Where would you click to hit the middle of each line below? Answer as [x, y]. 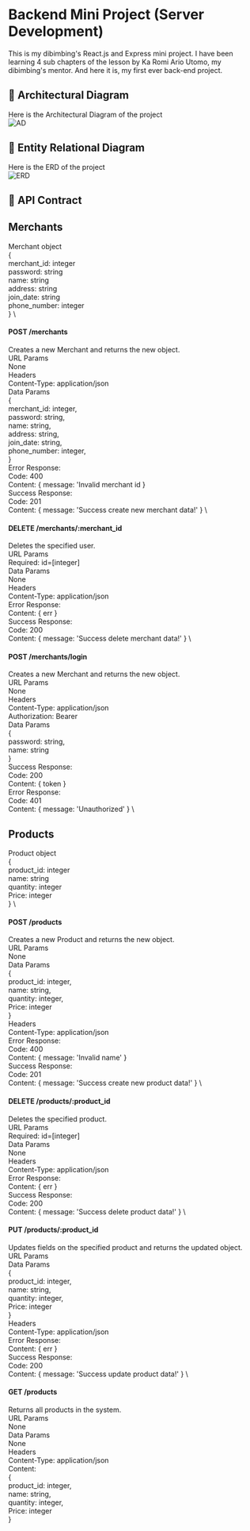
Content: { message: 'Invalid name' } [68, 1058]
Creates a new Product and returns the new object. [91, 940]
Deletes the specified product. [57, 1119]
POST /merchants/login [48, 656]
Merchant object [35, 246]
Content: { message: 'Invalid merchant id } [77, 484]
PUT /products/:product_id [53, 1230]
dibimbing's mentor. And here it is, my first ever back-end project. [116, 70]
